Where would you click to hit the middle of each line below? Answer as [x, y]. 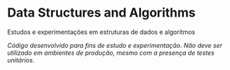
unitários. [21, 60]
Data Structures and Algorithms [101, 13]
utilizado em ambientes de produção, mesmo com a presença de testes [111, 53]
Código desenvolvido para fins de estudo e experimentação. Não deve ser [115, 45]
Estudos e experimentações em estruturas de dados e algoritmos [101, 32]
